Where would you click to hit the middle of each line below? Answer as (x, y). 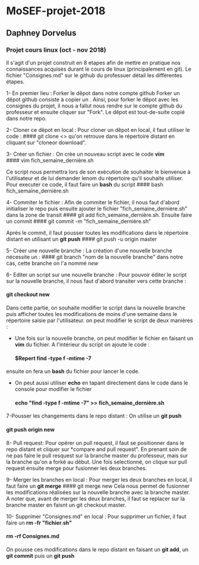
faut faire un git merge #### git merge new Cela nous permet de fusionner (98, 486)
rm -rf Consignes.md (33, 536)
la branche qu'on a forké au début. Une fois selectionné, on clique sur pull (97, 462)
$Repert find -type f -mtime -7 (53, 358)
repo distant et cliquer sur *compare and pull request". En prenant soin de (97, 449)
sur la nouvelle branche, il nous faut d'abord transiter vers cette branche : (96, 281)
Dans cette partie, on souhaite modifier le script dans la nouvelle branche (96, 308)
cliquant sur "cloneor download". (46, 142)
